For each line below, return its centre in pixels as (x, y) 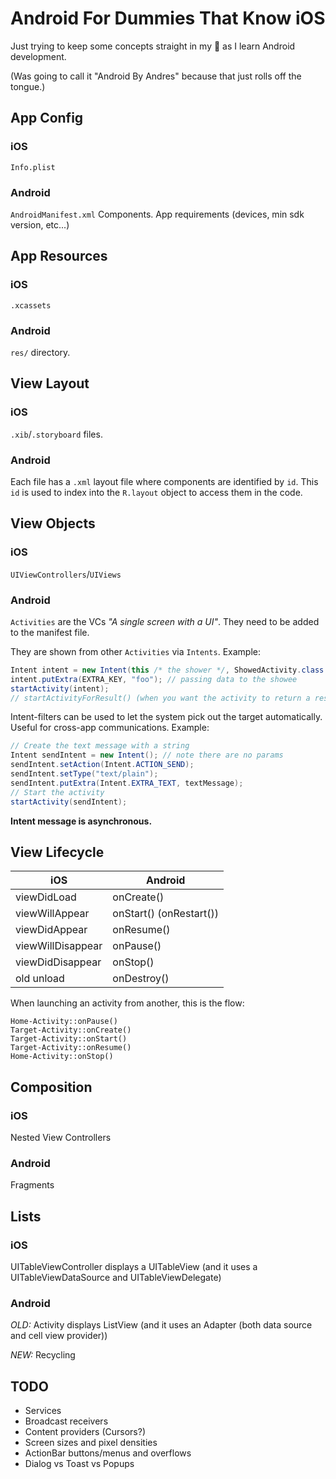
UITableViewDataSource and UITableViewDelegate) (116, 1277)
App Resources (59, 256)
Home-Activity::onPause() (64, 1022)
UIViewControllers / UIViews (66, 574)
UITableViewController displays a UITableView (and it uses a (134, 1266)
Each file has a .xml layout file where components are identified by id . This (164, 481)
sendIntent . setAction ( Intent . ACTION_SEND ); (102, 765)
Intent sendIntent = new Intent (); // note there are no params (147, 755)
